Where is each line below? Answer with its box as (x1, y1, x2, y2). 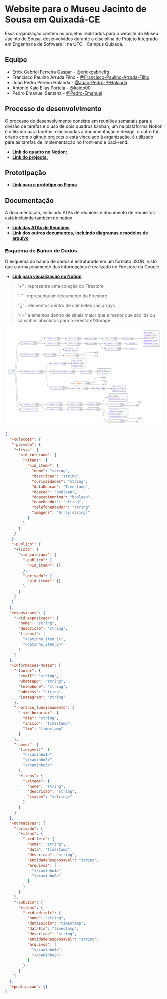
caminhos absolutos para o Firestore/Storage (17, 318, 111, 324)
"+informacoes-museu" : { (9, 663, 61, 668)
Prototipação (5, 168, 46, 177)
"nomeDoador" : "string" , (31, 500, 84, 505)
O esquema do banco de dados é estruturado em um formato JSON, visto (5, 258, 157, 265)
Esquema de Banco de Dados (5, 248, 77, 254)
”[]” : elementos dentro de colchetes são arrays (17, 303, 115, 309)
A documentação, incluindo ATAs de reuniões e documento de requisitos (5, 210, 155, 216)
